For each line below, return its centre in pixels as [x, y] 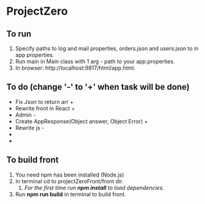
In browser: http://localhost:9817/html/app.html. [75, 68]
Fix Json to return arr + [44, 101]
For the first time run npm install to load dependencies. [94, 188]
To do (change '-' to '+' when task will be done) [98, 87]
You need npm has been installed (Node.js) [69, 175]
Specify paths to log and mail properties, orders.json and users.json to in [107, 48]
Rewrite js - [30, 128]
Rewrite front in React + [45, 108]
